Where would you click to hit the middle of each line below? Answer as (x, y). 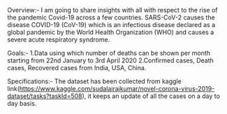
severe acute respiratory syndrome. (59, 40)
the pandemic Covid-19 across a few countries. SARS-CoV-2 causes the (111, 17)
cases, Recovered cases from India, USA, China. (77, 68)
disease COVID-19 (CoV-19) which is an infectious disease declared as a (111, 25)
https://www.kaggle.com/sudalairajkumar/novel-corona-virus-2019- (117, 89)
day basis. (22, 103)
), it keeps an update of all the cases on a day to (151, 96)
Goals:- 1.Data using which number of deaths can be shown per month (109, 53)
